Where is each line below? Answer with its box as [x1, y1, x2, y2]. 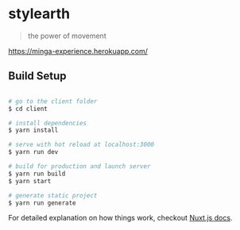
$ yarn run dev [8, 148, 59, 156]
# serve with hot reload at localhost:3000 [8, 140, 155, 149]
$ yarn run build [8, 170, 66, 178]
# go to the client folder [8, 97, 98, 105]
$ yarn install [8, 126, 59, 135]
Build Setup [8, 69, 67, 83]
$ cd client [8, 105, 48, 113]
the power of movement [27, 31, 106, 40]
